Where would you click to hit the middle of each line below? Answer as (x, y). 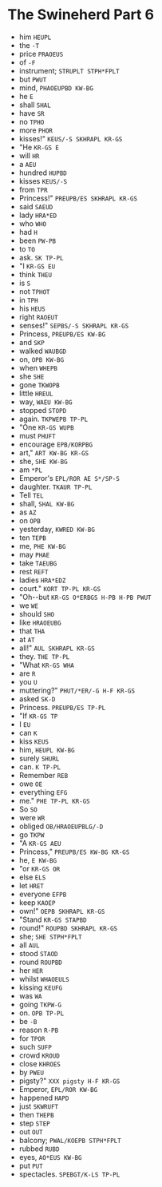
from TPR (34, 189)
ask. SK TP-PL (41, 257)
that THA (32, 631)
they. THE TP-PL (44, 656)
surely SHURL (39, 758)
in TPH (28, 300)
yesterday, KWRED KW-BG (57, 529)
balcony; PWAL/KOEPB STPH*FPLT (70, 1140)
